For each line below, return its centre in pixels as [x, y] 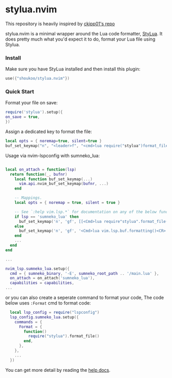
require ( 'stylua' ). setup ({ [34, 112]
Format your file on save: [31, 103]
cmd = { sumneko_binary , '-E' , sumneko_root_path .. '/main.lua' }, [84, 273]
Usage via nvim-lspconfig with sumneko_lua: [52, 156]
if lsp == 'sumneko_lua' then [47, 217]
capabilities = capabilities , [42, 283]
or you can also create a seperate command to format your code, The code [85, 298]
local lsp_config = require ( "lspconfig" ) [55, 313]
